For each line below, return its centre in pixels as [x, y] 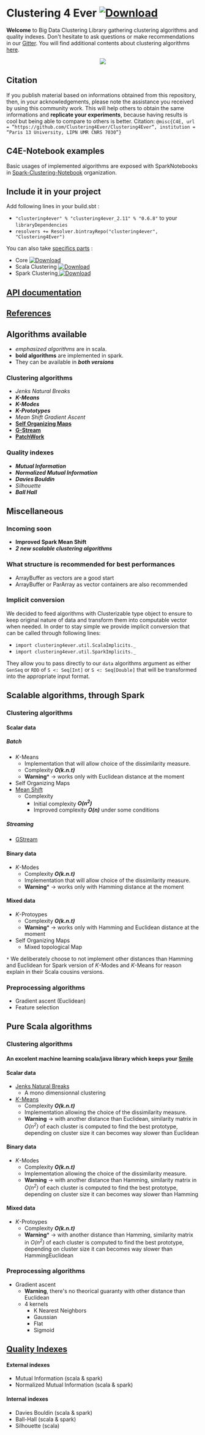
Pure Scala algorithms [49, 1027]
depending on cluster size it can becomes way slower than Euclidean [111, 1132]
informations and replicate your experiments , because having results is [97, 115]
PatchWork [30, 437]
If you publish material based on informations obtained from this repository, [102, 95]
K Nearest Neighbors [60, 1310]
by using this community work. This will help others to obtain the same [95, 108]
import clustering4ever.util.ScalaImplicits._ [76, 645]
